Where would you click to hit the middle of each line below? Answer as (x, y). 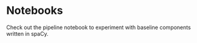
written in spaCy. (27, 33)
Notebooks (35, 11)
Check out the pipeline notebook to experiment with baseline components (98, 27)
